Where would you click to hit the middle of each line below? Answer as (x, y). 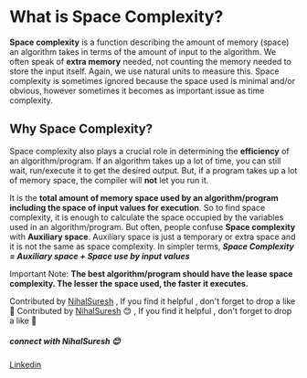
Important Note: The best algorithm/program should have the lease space (151, 273)
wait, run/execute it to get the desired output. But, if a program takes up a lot (153, 170)
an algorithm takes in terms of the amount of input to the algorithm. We (143, 51)
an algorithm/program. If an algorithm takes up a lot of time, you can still (145, 161)
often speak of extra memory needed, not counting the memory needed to (151, 61)
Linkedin (26, 364)
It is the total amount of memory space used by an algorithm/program (144, 197)
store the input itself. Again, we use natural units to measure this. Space (144, 71)
